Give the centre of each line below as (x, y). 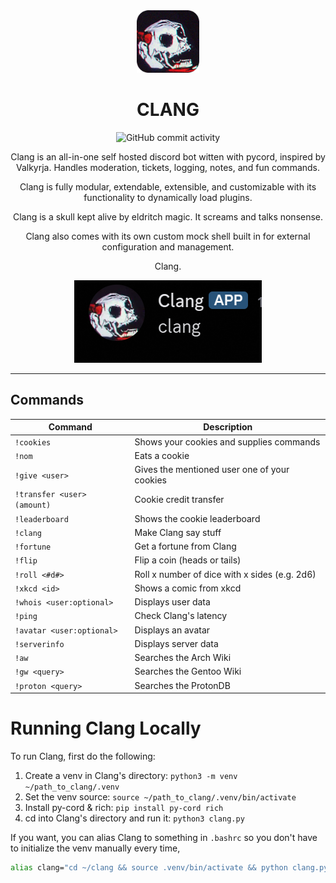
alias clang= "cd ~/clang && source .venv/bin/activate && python (149, 867)
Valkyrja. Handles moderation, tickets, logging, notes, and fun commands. (168, 167)
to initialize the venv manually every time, (95, 848)
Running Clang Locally (106, 728)
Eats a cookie (162, 455)
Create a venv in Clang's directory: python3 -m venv (131, 775)
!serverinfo (39, 644)
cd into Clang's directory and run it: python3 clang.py (134, 818)
